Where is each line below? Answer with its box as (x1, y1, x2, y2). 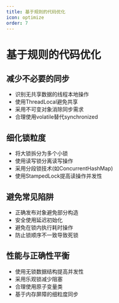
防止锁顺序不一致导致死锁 (14, 231, 79, 239)
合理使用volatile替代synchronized (14, 113, 98, 120)
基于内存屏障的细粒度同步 (14, 290, 79, 298)
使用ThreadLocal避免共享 (14, 98, 78, 105)
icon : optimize (6, 14, 44, 20)
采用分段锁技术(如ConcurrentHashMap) (14, 165, 113, 172)
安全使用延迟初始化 (14, 216, 63, 223)
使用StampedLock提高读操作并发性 (14, 172, 102, 180)
